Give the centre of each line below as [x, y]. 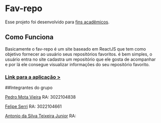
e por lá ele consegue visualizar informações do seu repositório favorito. [77, 64]
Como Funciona [29, 37]
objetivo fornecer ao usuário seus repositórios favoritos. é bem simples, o [79, 54]
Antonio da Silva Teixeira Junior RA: [41, 116]
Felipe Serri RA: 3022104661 [33, 106]
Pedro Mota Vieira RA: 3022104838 [40, 97]
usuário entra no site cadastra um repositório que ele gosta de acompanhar [80, 59]
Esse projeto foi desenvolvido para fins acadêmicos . [57, 22]
